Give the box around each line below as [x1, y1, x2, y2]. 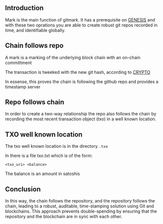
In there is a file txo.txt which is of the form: [5, 153, 93, 158]
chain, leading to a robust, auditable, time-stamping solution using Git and [5, 203, 154, 209]
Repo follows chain [5, 98, 65, 107]
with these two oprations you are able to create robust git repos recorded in [5, 22, 158, 28]
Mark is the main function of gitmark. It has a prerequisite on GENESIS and [5, 17, 155, 22]
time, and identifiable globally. [5, 27, 66, 33]
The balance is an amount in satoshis [5, 171, 80, 177]
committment [5, 60, 32, 66]
